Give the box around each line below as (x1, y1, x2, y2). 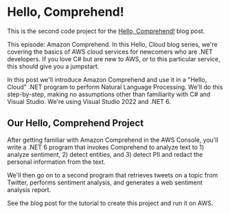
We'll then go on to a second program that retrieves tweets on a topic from (7, 171, 218, 179)
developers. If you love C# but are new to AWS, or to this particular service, (7, 54, 221, 63)
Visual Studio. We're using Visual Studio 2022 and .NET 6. (7, 97, 172, 105)
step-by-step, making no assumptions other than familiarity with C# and (7, 90, 211, 98)
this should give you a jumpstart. (7, 62, 100, 70)
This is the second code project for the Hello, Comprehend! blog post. (7, 27, 205, 35)
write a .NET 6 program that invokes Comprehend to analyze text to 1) (7, 142, 205, 151)
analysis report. (7, 185, 51, 193)
